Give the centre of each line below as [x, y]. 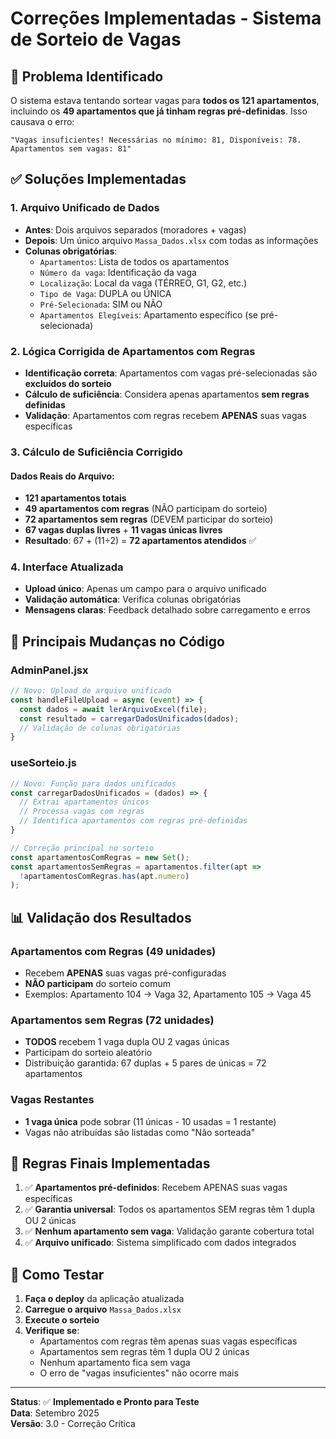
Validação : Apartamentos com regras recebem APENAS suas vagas [165, 415]
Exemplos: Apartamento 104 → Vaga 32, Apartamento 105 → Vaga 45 [168, 994]
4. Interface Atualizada [67, 567]
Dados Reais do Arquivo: [62, 476]
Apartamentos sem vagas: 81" [71, 149]
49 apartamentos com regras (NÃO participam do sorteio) [146, 509]
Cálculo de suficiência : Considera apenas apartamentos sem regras [167, 394]
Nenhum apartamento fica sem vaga [115, 1363]
